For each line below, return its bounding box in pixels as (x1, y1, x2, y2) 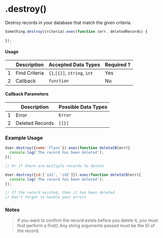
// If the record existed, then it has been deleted (5, 190, 115, 195)
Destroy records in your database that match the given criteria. (5, 20, 132, 25)
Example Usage (5, 134, 43, 141)
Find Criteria (15, 70, 44, 76)
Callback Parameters (5, 91, 49, 97)
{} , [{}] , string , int (48, 70, 93, 76)
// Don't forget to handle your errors (5, 195, 87, 200)
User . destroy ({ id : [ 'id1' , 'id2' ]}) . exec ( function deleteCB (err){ (5, 172, 141, 177)
